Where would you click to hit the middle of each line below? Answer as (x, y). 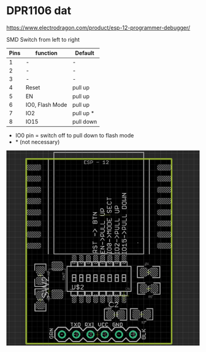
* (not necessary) (37, 142)
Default (85, 53)
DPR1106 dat (39, 11)
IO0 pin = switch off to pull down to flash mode (74, 135)
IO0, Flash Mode (46, 104)
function (47, 53)
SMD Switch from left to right (43, 39)
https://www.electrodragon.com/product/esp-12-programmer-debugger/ (98, 28)
